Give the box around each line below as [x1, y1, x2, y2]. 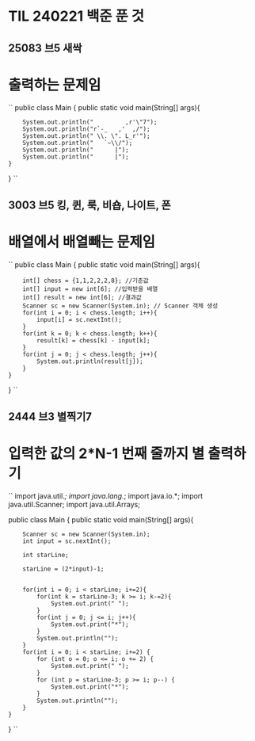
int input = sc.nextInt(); [22, 537, 112, 545]
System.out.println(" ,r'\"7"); [22, 118, 158, 126]
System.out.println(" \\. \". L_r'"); [22, 132, 150, 139]
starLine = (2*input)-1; [22, 565, 105, 573]
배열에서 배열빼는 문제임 [8, 233, 156, 251]
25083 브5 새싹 [8, 41, 82, 55]
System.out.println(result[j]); [36, 357, 144, 365]
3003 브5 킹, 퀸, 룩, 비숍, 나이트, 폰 [8, 198, 172, 212]
